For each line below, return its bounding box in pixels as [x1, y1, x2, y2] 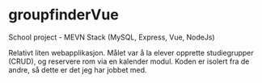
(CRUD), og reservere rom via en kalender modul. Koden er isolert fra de [8, 56, 250, 66]
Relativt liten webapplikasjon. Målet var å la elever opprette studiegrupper [8, 48, 254, 57]
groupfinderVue [8, 6, 119, 24]
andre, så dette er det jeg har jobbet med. [8, 64, 147, 74]
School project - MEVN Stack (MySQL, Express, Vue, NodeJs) [8, 32, 216, 42]
